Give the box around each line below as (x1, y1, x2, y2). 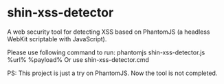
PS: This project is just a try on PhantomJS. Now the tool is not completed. (7, 69, 218, 77)
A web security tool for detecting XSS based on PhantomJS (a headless (7, 28, 210, 36)
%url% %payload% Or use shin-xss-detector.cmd (7, 55, 150, 63)
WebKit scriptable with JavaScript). (7, 34, 107, 43)
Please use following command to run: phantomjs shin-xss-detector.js (7, 48, 205, 56)
